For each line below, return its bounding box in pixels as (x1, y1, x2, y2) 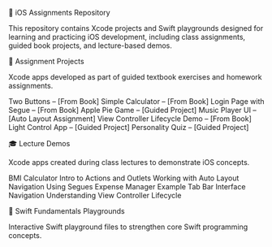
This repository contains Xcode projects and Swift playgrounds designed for (8, 24, 264, 32)
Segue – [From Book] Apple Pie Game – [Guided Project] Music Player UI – (8, 106, 257, 115)
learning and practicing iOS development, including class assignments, (8, 32, 246, 41)
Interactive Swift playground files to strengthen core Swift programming (8, 222, 248, 232)
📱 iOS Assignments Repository (8, 8, 111, 17)
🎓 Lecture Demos (8, 139, 71, 148)
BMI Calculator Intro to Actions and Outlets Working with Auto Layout (8, 173, 240, 183)
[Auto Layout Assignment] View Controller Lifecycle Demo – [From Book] (8, 114, 252, 123)
